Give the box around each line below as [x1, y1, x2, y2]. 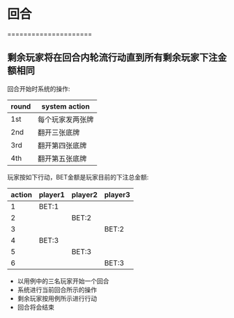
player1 [38, 189, 65, 199]
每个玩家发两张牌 [37, 114, 94, 124]
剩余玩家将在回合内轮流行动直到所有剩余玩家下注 [7, 51, 218, 63]
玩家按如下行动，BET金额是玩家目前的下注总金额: [7, 173, 149, 181]
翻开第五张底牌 [37, 154, 87, 164]
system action [41, 102, 91, 111]
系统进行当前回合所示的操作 [17, 285, 97, 294]
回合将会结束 [17, 303, 54, 311]
